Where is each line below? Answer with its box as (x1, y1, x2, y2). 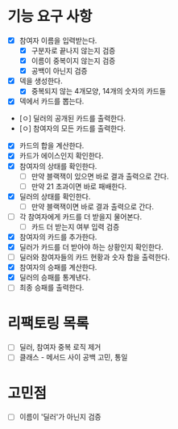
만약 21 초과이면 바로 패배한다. (31, 181, 127, 191)
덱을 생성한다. (19, 76, 64, 86)
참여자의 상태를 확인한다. (19, 161, 97, 170)
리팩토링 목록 (7, 314, 89, 332)
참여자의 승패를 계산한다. (19, 263, 97, 272)
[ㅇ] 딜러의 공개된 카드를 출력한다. (19, 114, 126, 124)
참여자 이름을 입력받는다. (19, 36, 97, 45)
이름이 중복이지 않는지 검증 (31, 56, 116, 65)
